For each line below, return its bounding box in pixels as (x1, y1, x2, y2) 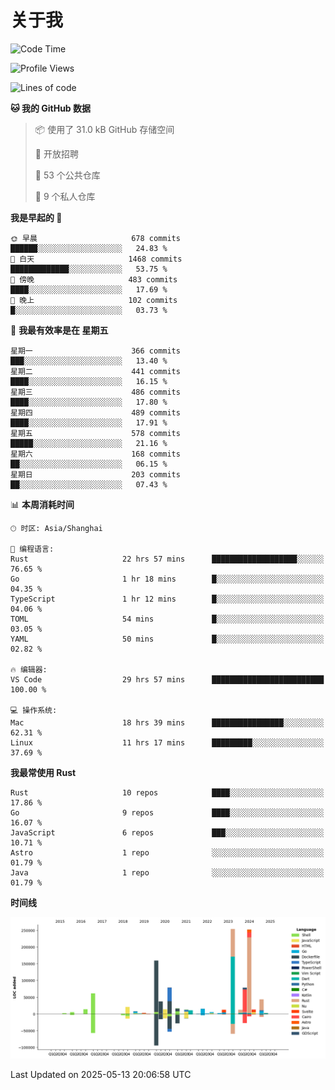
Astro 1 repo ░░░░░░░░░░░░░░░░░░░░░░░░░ (10, 847, 325, 858)
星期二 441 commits (10, 366, 181, 376)
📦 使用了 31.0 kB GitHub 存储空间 (34, 123, 175, 135)
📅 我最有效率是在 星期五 (10, 324, 109, 336)
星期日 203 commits (10, 469, 181, 480)
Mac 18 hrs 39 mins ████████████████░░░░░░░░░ (10, 717, 325, 728)
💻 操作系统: (10, 705, 58, 715)
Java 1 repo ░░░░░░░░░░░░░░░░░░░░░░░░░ (10, 867, 325, 878)
